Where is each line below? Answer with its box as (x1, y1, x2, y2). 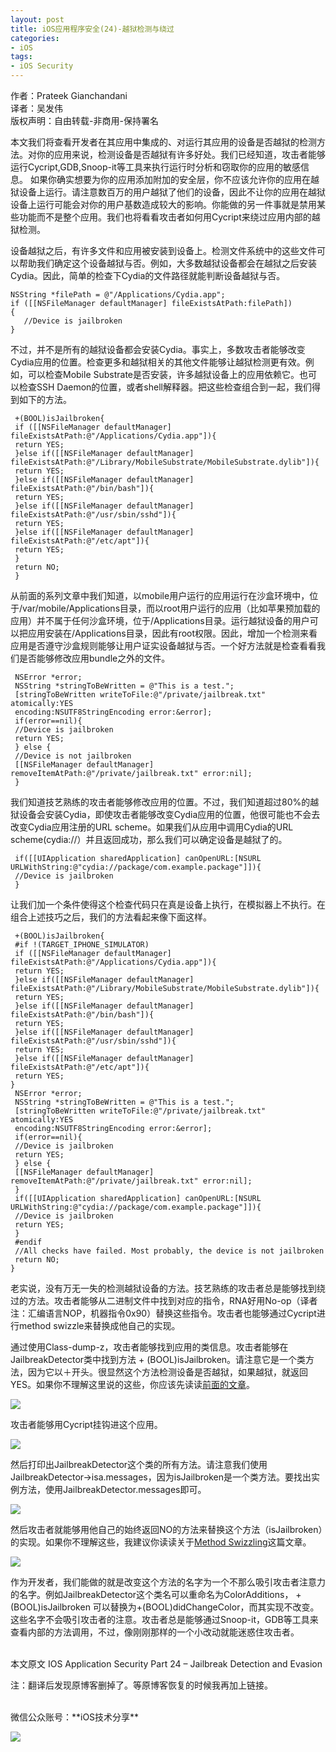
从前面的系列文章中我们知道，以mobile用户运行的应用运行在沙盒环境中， (10, 590, 310, 601)
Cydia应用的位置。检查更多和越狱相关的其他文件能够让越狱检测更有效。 (10, 356, 306, 368)
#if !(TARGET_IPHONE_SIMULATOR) (14, 940, 150, 950)
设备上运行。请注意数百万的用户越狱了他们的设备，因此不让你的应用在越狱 (18, 186, 326, 198)
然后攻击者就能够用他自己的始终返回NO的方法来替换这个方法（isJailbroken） (10, 1524, 323, 1535)
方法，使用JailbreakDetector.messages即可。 (18, 1484, 207, 1495)
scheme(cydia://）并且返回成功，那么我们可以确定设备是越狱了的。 (10, 834, 288, 845)
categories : (10, 33, 60, 43)
